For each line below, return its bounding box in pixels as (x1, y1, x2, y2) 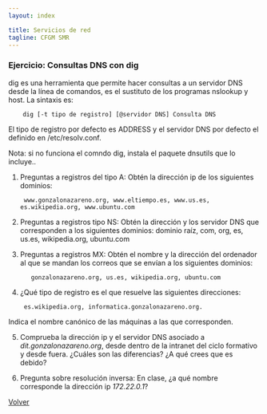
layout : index (8, 11, 56, 20)
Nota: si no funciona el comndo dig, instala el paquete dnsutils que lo (8, 148, 236, 158)
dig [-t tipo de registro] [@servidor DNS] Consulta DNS (22, 110, 217, 118)
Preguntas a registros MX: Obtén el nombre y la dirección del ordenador (19, 249, 257, 259)
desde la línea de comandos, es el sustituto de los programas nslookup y (8, 86, 249, 96)
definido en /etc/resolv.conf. (8, 132, 102, 142)
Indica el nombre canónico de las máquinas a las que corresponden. (8, 317, 233, 326)
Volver (8, 396, 30, 407)
